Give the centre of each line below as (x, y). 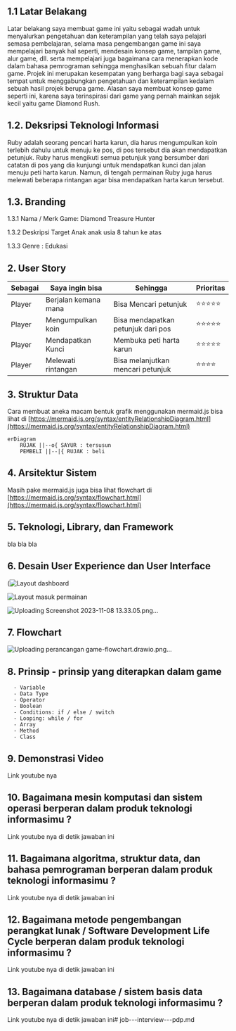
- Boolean (28, 707)
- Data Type (31, 694)
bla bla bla (22, 544)
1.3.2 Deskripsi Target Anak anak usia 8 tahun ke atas (84, 232)
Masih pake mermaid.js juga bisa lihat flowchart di (80, 490)
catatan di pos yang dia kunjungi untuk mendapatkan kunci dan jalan (106, 165)
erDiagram (22, 439)
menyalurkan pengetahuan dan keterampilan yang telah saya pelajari (107, 36)
